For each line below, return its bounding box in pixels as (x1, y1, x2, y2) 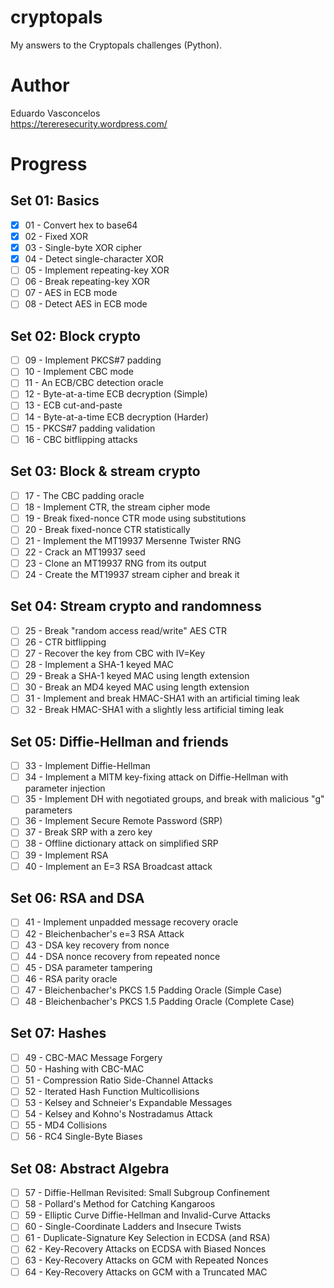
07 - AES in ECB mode (24, 287, 118, 299)
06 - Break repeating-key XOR (24, 276, 150, 288)
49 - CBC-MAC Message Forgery (24, 1051, 163, 1063)
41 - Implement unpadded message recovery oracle (24, 916, 239, 928)
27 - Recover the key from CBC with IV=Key (24, 647, 206, 659)
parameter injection (24, 782, 106, 795)
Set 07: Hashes (10, 1025, 107, 1042)
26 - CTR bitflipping (24, 636, 107, 648)
